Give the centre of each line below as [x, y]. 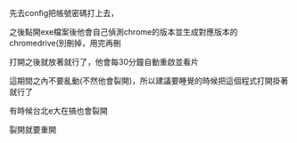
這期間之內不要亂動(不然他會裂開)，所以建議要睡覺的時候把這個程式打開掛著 [149, 81]
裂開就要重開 [33, 130]
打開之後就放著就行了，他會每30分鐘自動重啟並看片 [104, 62]
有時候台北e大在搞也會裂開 [59, 111]
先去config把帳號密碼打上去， [64, 13]
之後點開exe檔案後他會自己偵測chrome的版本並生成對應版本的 [124, 32]
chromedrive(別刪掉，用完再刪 [66, 43]
